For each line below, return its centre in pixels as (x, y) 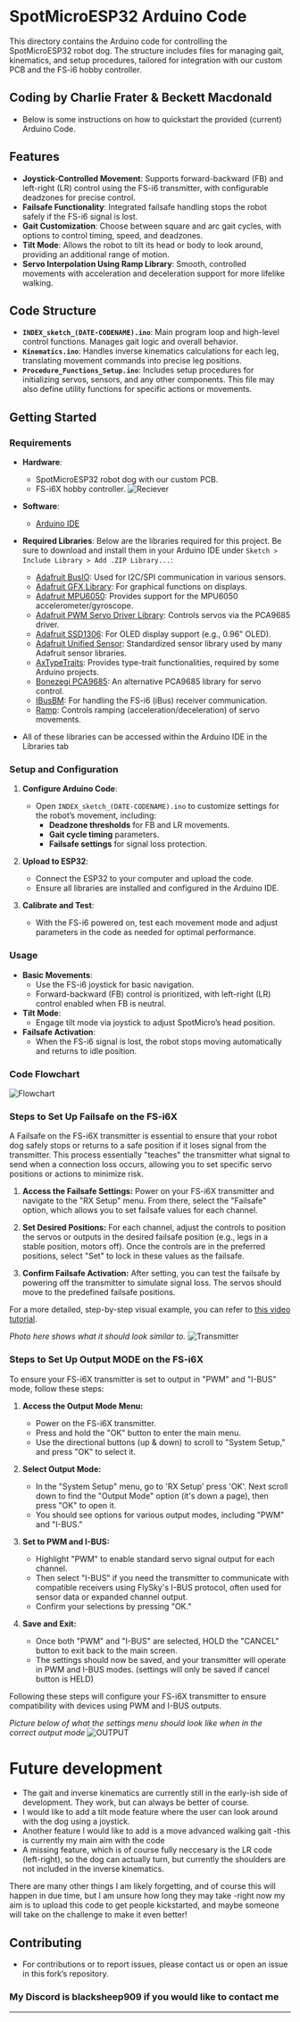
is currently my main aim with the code (93, 1841)
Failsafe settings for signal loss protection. (128, 844)
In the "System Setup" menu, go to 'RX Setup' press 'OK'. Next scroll (162, 1486)
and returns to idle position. (86, 1050)
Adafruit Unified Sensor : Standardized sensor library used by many (159, 644)
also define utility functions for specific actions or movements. (137, 389)
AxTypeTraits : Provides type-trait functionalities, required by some (157, 663)
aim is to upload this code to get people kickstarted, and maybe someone (144, 1905)
